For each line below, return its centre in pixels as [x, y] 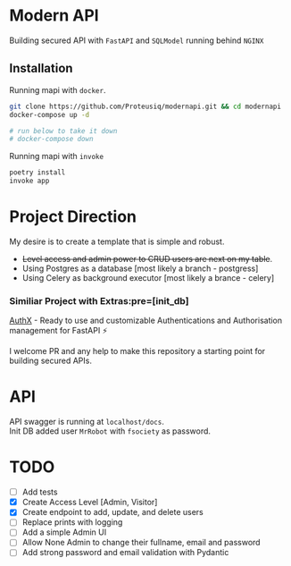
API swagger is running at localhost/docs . [87, 422]
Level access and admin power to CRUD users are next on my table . [147, 258]
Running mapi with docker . [58, 89]
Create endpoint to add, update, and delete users [112, 512]
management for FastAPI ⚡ [58, 331]
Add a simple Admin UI [64, 532]
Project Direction [73, 217]
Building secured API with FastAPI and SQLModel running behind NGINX [137, 40]
